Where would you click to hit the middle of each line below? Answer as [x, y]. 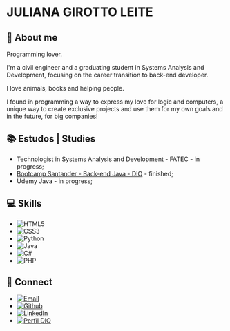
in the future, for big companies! [52, 116]
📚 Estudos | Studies [51, 139]
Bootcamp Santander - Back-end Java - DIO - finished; [95, 173]
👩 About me [32, 38]
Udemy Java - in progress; [54, 181]
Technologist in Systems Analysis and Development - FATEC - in [108, 159]
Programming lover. [35, 54]
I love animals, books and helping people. [66, 88]
